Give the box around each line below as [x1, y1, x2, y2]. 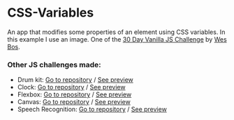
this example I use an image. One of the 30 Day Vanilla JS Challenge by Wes [7, 35, 227, 43]
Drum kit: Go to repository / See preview [17, 76, 134, 84]
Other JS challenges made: [7, 60, 101, 69]
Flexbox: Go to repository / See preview [17, 90, 132, 98]
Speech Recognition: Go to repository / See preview [17, 105, 168, 114]
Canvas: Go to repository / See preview [17, 98, 131, 106]
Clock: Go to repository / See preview [17, 83, 126, 92]
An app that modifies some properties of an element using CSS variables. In [7, 28, 226, 36]
